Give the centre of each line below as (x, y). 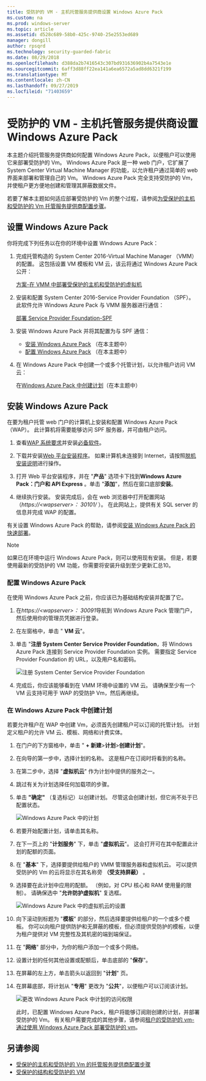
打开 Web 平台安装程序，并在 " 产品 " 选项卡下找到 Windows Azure (99, 476)
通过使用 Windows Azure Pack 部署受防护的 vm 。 (78, 1027)
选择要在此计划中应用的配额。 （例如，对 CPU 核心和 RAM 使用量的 (101, 885)
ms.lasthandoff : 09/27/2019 (43, 86)
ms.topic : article (30, 29)
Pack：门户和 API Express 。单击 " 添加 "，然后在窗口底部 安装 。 (96, 484)
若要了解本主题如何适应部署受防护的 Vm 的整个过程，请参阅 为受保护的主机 (101, 198)
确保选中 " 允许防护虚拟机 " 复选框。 (80, 893)
